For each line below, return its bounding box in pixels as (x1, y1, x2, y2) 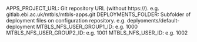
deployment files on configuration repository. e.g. (6, 17, 126, 24)
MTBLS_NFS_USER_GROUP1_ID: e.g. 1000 (36, 23, 138, 30)
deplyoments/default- (127, 17, 180, 24)
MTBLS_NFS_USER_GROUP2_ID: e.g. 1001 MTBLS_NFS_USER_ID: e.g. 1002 (6, 29, 188, 36)
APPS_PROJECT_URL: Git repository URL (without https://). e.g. (6, 5, 160, 12)
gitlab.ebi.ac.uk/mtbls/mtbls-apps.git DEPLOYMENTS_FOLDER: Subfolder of (6, 11, 191, 18)
